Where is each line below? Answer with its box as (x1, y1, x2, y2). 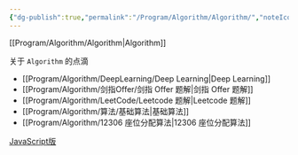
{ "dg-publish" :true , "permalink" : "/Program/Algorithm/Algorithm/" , (9, 12, 260, 22)
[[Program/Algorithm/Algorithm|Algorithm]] (9, 37, 167, 48)
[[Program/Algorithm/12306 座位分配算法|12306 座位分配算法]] (21, 117, 251, 128)
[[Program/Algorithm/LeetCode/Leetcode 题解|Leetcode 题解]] (21, 95, 251, 105)
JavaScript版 (9, 136, 57, 146)
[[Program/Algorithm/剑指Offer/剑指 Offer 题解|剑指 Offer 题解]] (21, 83, 254, 94)
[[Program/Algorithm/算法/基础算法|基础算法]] (21, 105, 189, 116)
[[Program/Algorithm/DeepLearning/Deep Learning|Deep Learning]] (21, 73, 271, 84)
